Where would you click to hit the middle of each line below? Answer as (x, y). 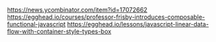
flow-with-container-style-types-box (59, 31)
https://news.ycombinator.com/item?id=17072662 (77, 10)
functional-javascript (37, 24)
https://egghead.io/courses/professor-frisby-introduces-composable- (106, 17)
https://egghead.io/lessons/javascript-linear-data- (138, 24)
